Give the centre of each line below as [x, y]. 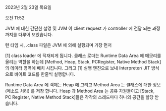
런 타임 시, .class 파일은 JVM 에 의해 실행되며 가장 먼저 [58, 45]
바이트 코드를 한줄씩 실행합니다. [45, 74]
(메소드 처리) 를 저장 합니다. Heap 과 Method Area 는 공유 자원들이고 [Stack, [80, 91]
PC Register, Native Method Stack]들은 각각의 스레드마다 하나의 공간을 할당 [79, 97]
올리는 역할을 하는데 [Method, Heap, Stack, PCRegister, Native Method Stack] [83, 62]
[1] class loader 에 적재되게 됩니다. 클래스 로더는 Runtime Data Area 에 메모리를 [83, 55]
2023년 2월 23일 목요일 [28, 7]
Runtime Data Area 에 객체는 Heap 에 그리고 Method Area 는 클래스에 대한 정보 [83, 85]
